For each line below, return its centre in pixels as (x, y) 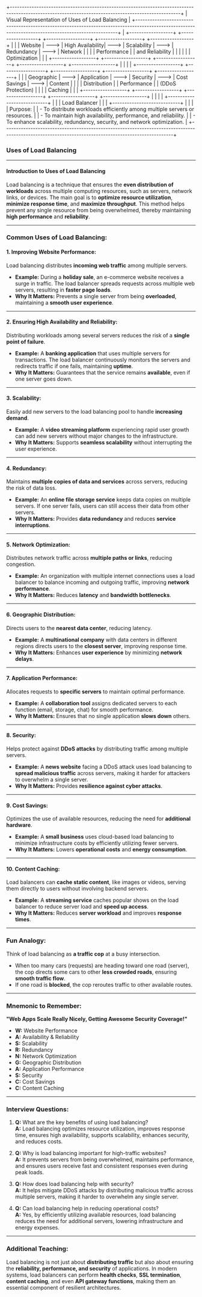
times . (23, 919)
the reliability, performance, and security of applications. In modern (92, 1268)
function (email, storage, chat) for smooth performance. (84, 710)
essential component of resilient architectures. (64, 1287)
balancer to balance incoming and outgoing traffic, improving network (102, 582)
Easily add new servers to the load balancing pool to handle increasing (94, 412)
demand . (17, 418)
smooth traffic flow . (40, 978)
